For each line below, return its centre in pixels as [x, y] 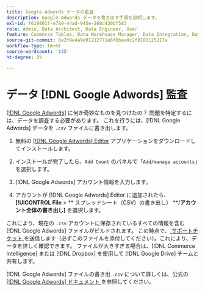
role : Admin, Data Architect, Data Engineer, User [72, 29]
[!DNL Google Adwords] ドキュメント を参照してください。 [80, 281]
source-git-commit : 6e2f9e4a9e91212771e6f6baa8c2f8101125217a [87, 40]
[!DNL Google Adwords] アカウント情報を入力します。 [83, 182]
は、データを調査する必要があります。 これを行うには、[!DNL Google [93, 120]
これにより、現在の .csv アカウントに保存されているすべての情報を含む [95, 223]
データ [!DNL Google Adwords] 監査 [97, 94]
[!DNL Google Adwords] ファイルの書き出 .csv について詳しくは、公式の [97, 274]
